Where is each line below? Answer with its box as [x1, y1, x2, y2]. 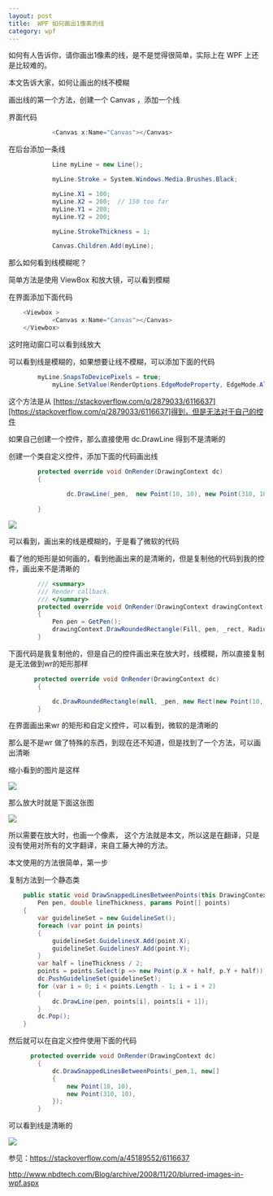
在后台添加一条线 [8, 144, 66, 155]
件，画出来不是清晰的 [8, 563, 80, 574]
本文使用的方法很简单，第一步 [8, 858, 108, 867]
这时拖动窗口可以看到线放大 [8, 339, 102, 349]
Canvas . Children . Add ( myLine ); [51, 242, 154, 251]
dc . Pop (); [37, 1012, 71, 1021]
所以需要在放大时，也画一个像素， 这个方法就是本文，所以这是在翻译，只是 [8, 831, 260, 840]
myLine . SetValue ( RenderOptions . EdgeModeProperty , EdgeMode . [51, 380, 260, 389]
